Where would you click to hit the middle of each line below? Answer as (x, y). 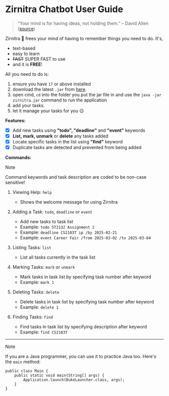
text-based (24, 48)
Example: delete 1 (39, 307)
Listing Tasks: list (32, 247)
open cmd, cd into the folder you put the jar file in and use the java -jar (87, 94)
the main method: (23, 362)
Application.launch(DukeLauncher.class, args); (74, 380)
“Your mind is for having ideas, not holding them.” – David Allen (83, 23)
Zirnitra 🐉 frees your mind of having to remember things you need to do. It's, (84, 38)
